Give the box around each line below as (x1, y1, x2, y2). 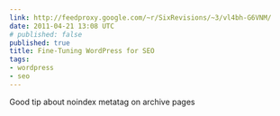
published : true (9, 38, 70, 48)
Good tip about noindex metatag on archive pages (9, 96, 195, 107)
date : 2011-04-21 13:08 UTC (9, 22, 115, 31)
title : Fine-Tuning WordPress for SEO (9, 47, 155, 56)
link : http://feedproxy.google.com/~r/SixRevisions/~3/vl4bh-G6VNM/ (9, 13, 272, 22)
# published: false (9, 30, 83, 39)
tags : (9, 55, 30, 64)
